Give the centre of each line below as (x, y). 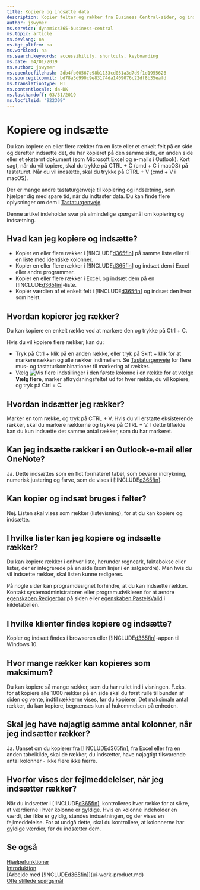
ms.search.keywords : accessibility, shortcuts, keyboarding (83, 56)
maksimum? (30, 672)
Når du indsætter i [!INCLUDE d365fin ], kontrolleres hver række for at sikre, (98, 803)
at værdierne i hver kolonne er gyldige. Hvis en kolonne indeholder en (92, 810)
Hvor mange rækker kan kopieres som (79, 663)
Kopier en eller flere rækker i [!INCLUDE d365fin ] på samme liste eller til (102, 253)
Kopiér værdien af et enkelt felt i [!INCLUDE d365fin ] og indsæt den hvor (103, 291)
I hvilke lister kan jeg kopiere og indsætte (84, 538)
